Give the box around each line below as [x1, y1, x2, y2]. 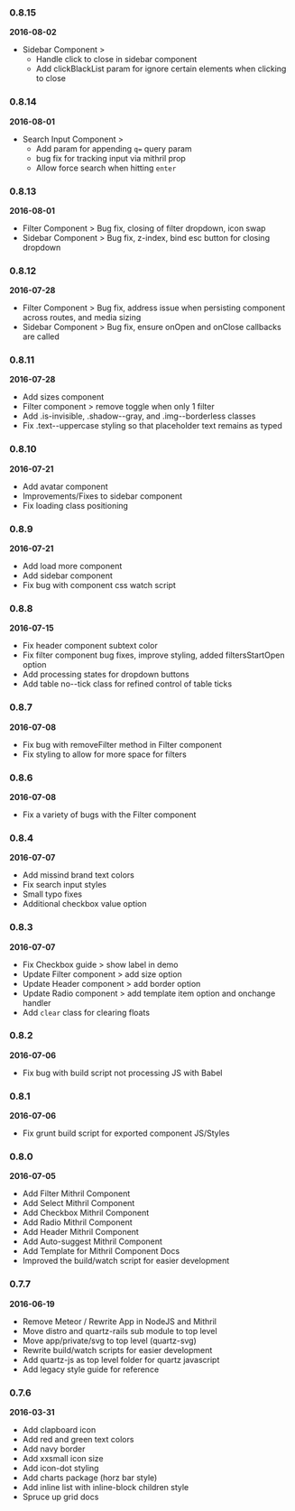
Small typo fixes [22, 889, 83, 899]
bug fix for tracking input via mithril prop [35, 152, 187, 163]
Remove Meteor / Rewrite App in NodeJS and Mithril [22, 1315, 217, 1327]
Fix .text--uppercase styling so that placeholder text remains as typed [22, 420, 282, 431]
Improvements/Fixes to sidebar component [22, 490, 183, 502]
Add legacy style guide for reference [22, 1364, 160, 1375]
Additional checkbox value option [22, 898, 147, 909]
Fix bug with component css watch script [22, 580, 176, 591]
